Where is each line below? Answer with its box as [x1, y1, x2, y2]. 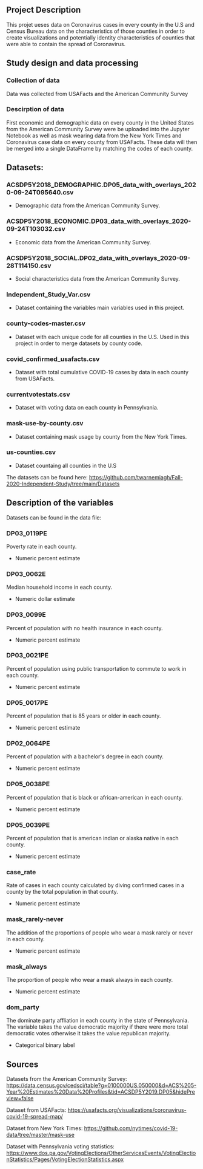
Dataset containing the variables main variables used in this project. [15, 304, 185, 312]
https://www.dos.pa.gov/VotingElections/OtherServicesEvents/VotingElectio [6, 1150, 196, 1157]
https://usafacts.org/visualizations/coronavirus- [67, 1106, 187, 1114]
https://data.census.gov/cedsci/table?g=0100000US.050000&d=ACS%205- [6, 1082, 197, 1089]
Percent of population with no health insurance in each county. [6, 624, 164, 631]
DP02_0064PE [6, 739, 50, 748]
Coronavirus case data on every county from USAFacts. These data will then [6, 138, 198, 145]
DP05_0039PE [6, 820, 50, 829]
